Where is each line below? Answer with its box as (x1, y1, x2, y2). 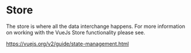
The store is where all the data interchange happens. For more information (6, 23, 186, 30)
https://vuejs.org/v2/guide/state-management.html (6, 40, 129, 47)
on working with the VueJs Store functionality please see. (6, 29, 145, 36)
